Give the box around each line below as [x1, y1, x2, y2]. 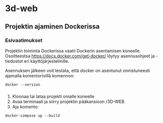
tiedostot [5, 58, 23, 64]
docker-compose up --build [5, 113, 60, 118]
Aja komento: [12, 104, 39, 109]
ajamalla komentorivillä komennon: [5, 72, 75, 78]
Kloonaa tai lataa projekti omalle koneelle [12, 93, 95, 99]
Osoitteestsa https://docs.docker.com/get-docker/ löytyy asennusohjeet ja [5, 53, 155, 59]
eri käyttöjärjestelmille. [23, 58, 69, 64]
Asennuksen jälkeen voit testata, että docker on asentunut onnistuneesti [5, 68, 150, 73]
